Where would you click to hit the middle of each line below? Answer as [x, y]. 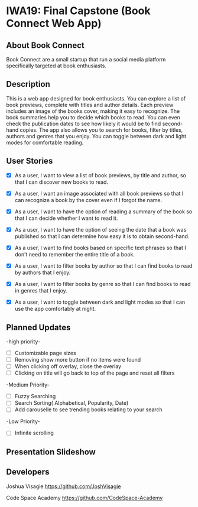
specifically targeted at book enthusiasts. [56, 66]
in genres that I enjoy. [41, 291]
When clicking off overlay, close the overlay [68, 366]
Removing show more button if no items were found [78, 360]
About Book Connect [45, 45]
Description [28, 84]
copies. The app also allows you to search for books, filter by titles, [101, 130]
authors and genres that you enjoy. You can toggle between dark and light [96, 136]
